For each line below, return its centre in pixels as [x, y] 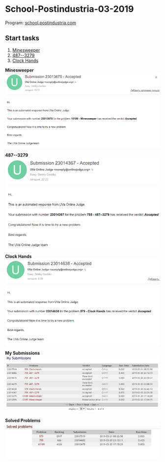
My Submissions [23, 353]
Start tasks [22, 38]
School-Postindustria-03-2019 [69, 9]
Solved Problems [23, 421]
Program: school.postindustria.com [41, 23]
